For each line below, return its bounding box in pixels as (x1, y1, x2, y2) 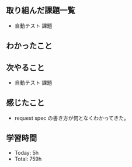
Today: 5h (14, 149, 39, 156)
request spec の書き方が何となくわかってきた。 (14, 114, 130, 121)
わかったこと (6, 41, 53, 51)
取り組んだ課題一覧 (6, 5, 75, 16)
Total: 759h (14, 155, 42, 162)
